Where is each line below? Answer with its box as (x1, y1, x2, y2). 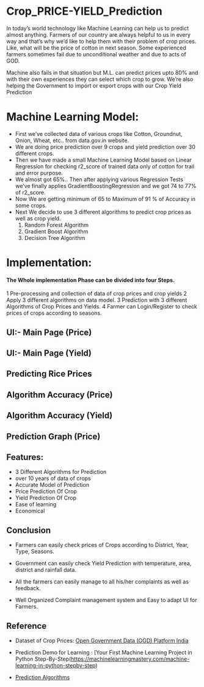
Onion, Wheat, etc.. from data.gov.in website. (15, 137, 129, 144)
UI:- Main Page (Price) (6, 327, 92, 337)
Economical (15, 507, 45, 515)
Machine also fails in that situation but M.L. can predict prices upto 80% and (6, 69, 199, 76)
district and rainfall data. (15, 566, 76, 574)
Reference (6, 620, 47, 631)
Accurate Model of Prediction (15, 481, 90, 489)
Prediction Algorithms (15, 674, 70, 681)
